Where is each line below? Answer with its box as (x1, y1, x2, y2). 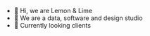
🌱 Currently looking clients (13, 21, 92, 29)
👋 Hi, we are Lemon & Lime (13, 7, 93, 15)
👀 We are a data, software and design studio (13, 14, 143, 22)
